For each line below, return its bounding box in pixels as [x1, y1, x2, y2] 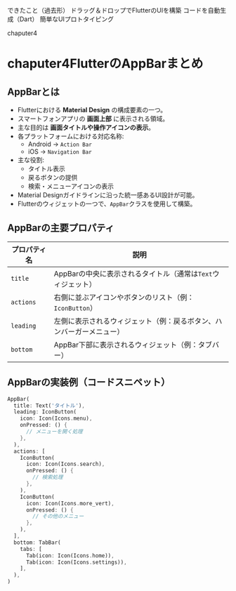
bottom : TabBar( [13, 539, 61, 546]
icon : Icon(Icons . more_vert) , [25, 500, 114, 507]
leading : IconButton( [13, 409, 77, 416]
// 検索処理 [32, 474, 63, 481]
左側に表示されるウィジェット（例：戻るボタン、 [53, 316, 216, 326]
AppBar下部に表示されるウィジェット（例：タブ [53, 340, 213, 350]
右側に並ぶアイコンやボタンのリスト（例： [53, 292, 195, 302]
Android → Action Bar [27, 140, 93, 148]
